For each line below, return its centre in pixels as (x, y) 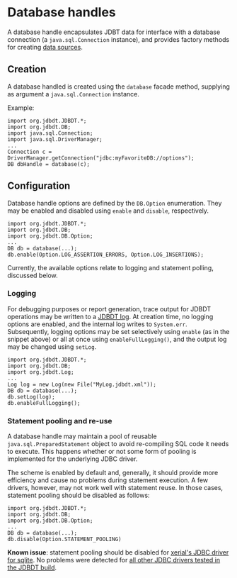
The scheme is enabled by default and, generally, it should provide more (113, 473)
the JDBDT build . (32, 567)
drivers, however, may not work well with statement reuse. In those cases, (115, 488)
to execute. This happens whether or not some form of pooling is (102, 452)
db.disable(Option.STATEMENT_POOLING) (64, 540)
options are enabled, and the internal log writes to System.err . (97, 324)
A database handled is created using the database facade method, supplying (118, 87)
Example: (21, 108)
